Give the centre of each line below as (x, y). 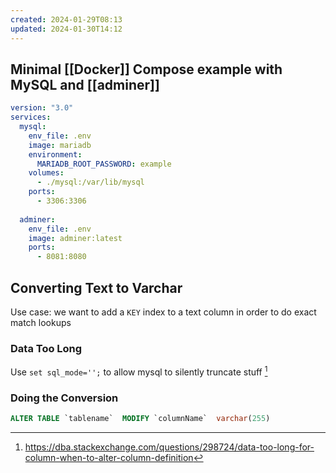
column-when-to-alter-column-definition (109, 458)
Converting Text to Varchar (96, 287)
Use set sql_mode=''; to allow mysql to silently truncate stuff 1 (139, 371)
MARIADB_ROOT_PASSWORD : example (104, 164)
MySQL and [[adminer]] (85, 84)
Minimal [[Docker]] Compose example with (146, 69)
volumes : (46, 173)
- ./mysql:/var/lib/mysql (90, 182)
